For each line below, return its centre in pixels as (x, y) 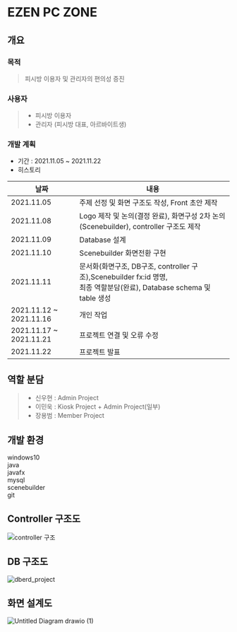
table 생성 (95, 298)
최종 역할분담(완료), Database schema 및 (145, 288)
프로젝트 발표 (100, 352)
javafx (16, 473)
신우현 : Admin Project (67, 398)
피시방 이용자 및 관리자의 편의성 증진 (74, 78)
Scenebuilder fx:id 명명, (129, 277)
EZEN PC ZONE (52, 12)
